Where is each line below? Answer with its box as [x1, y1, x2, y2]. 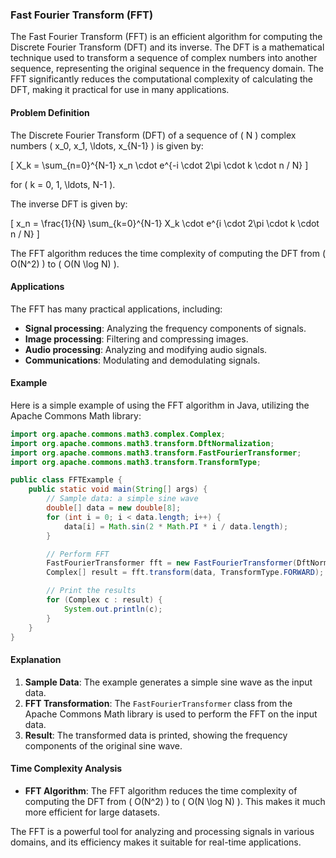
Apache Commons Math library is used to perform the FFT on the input [24, 708, 318, 720]
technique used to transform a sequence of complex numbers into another [10, 52, 318, 64]
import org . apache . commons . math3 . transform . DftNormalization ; [10, 438, 275, 448]
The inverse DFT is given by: [10, 198, 128, 210]
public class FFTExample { [10, 475, 123, 485]
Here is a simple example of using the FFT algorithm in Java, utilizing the [10, 399, 310, 411]
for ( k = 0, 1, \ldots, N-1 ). [10, 178, 116, 190]
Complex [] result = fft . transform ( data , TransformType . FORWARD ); [46, 568, 325, 578]
